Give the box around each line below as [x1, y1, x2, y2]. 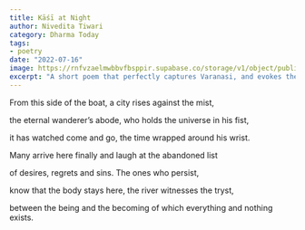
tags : [9, 38, 30, 48]
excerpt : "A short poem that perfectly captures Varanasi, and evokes [9, 72, 282, 81]
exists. [9, 212, 34, 223]
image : [9, 64, 34, 73]
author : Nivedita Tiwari [9, 22, 103, 31]
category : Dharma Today [9, 30, 100, 39]
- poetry [9, 47, 43, 56]
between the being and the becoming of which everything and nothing [9, 202, 273, 213]
